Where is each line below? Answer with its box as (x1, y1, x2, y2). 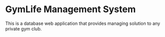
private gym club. (5, 25, 42, 31)
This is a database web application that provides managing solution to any (5, 20, 160, 26)
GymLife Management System (5, 4, 136, 15)
